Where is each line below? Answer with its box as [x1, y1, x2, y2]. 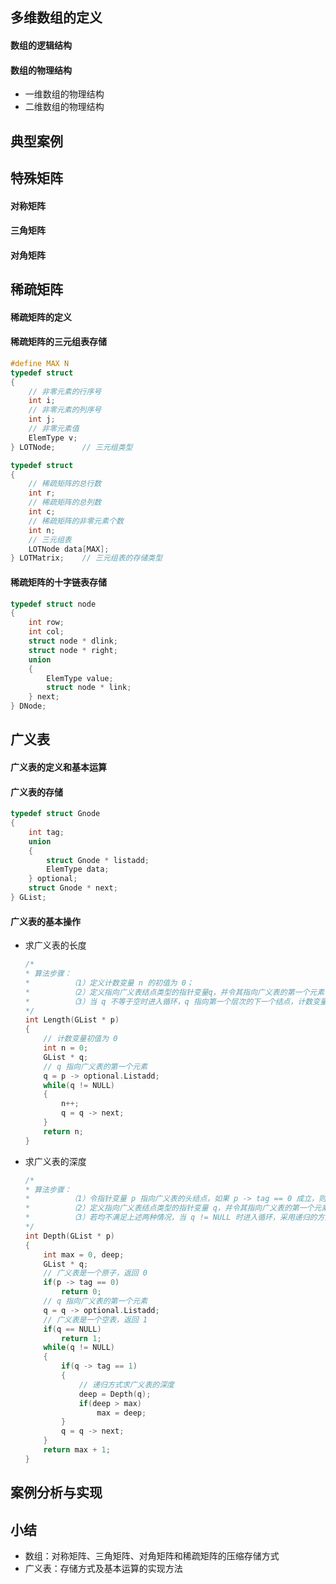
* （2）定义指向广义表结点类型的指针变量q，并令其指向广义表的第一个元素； [24, 987, 332, 997]
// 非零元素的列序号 [28, 405, 102, 415]
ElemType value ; [46, 673, 114, 683]
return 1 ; [61, 1333, 102, 1343]
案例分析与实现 [10, 1484, 103, 1502]
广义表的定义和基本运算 [10, 761, 107, 773]
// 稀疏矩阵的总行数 [28, 479, 102, 489]
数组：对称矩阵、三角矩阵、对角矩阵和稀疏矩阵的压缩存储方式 [24, 1549, 280, 1562]
